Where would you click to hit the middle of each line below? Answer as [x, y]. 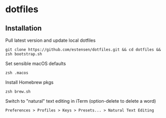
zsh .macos [17, 73]
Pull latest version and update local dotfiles [51, 40]
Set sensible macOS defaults [36, 64]
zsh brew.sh [18, 92]
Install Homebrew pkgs [29, 82]
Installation [23, 28]
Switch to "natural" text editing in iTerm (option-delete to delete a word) [81, 101]
